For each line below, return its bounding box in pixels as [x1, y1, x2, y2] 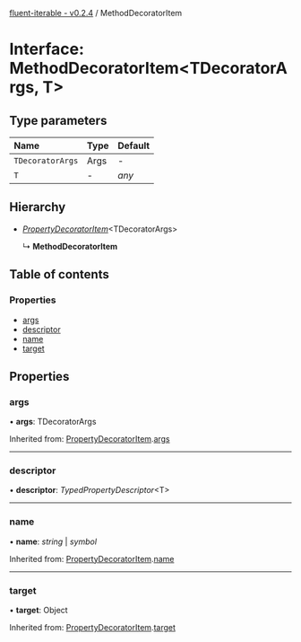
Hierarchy [9, 199, 66, 215]
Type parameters [9, 112, 107, 128]
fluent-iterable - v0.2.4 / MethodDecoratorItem [9, 8, 183, 18]
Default [117, 139, 150, 152]
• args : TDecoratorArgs [9, 417, 97, 427]
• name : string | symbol [9, 536, 97, 547]
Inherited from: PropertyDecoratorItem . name [9, 553, 175, 564]
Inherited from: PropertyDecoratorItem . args [9, 434, 170, 444]
